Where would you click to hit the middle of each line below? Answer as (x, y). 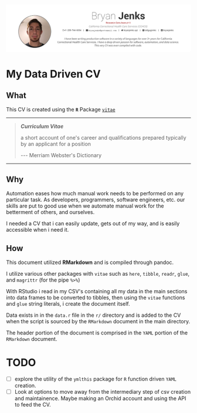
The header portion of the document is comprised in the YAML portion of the (97, 333)
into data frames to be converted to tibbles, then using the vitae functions (96, 297)
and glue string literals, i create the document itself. (68, 304)
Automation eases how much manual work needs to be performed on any (95, 194)
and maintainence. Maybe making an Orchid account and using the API (100, 398)
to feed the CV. (33, 405)
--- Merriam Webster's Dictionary (61, 155)
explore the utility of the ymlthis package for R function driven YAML (96, 379)
